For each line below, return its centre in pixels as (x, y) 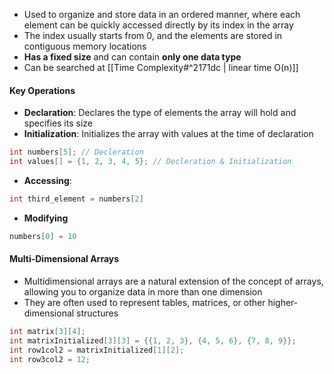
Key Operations (42, 90)
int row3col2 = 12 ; (50, 359)
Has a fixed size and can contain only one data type (132, 57)
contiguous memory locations (85, 46)
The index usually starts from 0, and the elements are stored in (153, 35)
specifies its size (58, 123)
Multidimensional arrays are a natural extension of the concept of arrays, (173, 281)
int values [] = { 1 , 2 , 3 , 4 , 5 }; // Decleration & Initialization (150, 162)
